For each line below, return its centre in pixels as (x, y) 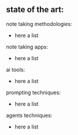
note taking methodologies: (39, 24)
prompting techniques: (33, 92)
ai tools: (16, 70)
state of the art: (35, 10)
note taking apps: (27, 47)
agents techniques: (29, 115)
